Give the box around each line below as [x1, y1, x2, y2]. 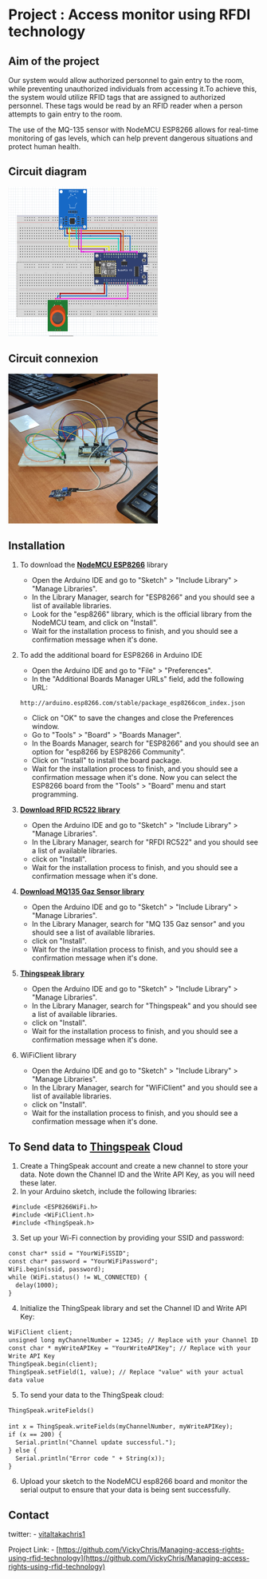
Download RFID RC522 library [19, 805, 121, 815]
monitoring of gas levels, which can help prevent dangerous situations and [8, 133, 253, 143]
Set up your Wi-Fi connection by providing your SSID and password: [19, 1233, 245, 1243]
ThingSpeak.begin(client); [8, 1360, 98, 1368]
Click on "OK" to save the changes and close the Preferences [31, 713, 234, 723]
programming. [31, 789, 79, 799]
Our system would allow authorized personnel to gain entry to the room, [8, 76, 245, 85]
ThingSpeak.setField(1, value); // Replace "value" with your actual [8, 1368, 245, 1376]
